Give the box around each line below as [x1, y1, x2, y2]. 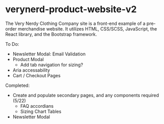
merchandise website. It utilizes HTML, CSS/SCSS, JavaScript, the [17, 25, 157, 32]
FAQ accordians [20, 103, 54, 109]
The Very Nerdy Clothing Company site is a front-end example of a [5, 20, 146, 26]
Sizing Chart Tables [20, 108, 62, 114]
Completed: [5, 82, 30, 88]
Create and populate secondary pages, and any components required [12, 92, 159, 98]
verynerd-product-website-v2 [5, 4, 137, 15]
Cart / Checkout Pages [12, 72, 61, 78]
